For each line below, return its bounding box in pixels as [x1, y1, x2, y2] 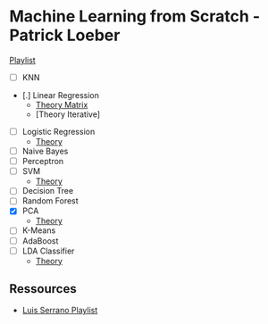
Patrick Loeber [9, 25, 121, 46]
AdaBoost [21, 235, 59, 246]
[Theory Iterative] [35, 109, 101, 120]
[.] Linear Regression [21, 90, 100, 100]
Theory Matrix [35, 100, 88, 110]
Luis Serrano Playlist [21, 305, 98, 316]
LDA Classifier [21, 245, 75, 256]
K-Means [21, 225, 56, 236]
